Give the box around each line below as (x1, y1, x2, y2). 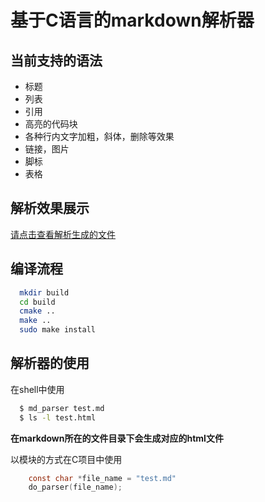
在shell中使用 (10, 383, 65, 395)
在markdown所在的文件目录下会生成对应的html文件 (10, 432, 224, 444)
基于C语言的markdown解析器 (10, 9, 255, 32)
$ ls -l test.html (19, 412, 97, 423)
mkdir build (19, 287, 70, 298)
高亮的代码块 (24, 118, 78, 130)
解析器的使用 (10, 355, 90, 372)
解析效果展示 (10, 200, 90, 217)
